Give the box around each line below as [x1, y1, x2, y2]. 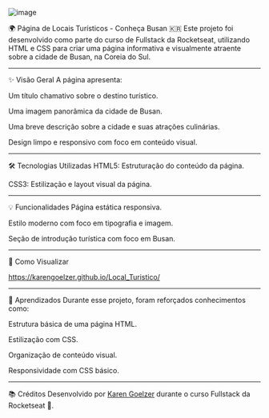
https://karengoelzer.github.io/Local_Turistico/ [8, 273, 160, 281]
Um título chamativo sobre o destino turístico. [8, 91, 159, 100]
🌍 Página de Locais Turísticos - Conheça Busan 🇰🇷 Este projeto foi [8, 24, 234, 33]
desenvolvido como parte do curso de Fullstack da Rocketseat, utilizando [8, 35, 251, 44]
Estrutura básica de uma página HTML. [8, 320, 138, 328]
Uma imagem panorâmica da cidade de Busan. [8, 106, 163, 116]
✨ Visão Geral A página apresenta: [8, 75, 122, 84]
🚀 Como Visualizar [8, 257, 70, 266]
